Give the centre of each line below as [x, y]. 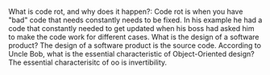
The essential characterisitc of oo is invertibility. [88, 62]
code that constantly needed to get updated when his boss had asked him [131, 28]
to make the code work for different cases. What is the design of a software [134, 37]
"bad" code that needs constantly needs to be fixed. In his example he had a [135, 20]
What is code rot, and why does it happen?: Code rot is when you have [126, 12]
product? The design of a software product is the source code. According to [135, 45]
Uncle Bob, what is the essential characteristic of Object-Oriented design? [132, 54]
